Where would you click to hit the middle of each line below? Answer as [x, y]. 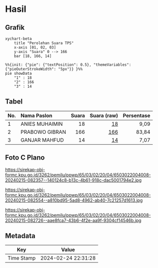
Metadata [20, 236]
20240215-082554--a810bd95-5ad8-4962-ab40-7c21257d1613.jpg [74, 200]
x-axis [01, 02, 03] [35, 48]
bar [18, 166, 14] [33, 56]
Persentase [137, 115]
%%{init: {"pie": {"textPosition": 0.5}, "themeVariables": [68, 65]
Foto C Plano [25, 158]
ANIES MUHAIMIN [42, 124]
